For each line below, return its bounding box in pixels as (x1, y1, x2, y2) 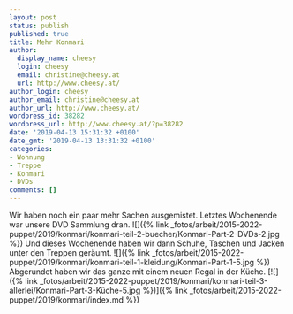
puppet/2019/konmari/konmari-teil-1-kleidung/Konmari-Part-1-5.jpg (9, 257, 254, 267)
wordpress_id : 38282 (9, 111, 86, 120)
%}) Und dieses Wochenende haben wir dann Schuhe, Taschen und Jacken (9, 238, 285, 249)
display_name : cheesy (17, 54, 97, 63)
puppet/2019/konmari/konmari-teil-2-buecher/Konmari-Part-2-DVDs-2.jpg (9, 229, 280, 239)
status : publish (9, 21, 69, 30)
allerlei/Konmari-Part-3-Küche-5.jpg (9, 285, 141, 295)
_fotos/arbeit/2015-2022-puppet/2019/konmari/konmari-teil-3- (39, 276, 268, 286)
